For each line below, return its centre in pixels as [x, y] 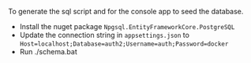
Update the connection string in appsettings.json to [104, 35]
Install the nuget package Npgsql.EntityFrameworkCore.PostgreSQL [127, 26]
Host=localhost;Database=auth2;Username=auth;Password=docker [124, 44]
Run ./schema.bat [48, 52]
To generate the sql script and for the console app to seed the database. [126, 11]
